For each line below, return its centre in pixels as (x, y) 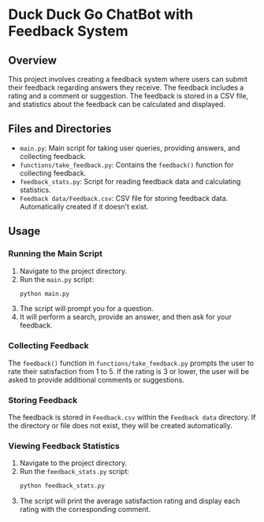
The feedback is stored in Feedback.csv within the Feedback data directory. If (132, 417)
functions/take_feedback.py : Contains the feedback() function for (126, 165)
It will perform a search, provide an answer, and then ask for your (126, 317)
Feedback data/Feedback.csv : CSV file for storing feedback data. (124, 198)
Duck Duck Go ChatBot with (101, 15)
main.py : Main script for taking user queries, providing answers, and (130, 148)
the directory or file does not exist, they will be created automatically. (120, 425)
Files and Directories (60, 129)
